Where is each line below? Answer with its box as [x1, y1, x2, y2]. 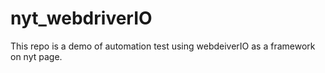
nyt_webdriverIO [10, 7, 153, 30]
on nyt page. [10, 50, 63, 62]
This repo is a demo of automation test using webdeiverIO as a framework [10, 40, 316, 52]
